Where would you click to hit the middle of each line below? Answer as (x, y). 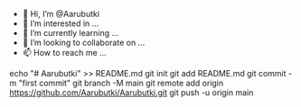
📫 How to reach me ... (64, 53)
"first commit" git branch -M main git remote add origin (121, 83)
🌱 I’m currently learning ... (71, 33)
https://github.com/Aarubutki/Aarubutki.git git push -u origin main (132, 93)
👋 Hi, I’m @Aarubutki (61, 14)
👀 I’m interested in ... (61, 23)
